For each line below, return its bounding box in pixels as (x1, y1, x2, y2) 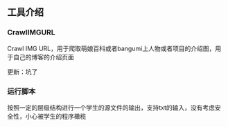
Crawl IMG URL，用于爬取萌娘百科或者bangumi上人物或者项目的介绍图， (7, 44, 216, 52)
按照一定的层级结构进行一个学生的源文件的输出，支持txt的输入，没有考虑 (7, 103, 216, 112)
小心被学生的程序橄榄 (25, 112, 87, 120)
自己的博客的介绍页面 (12, 52, 74, 61)
